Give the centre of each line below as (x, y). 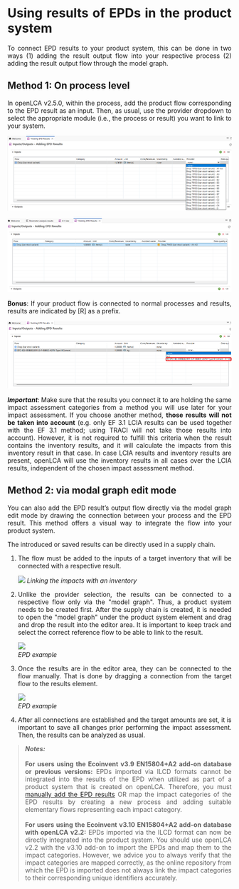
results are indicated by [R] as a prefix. (64, 311)
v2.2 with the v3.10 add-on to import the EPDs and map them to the (128, 847)
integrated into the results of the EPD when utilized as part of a (128, 779)
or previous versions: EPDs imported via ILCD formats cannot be (128, 771)
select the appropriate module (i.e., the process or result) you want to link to (119, 118)
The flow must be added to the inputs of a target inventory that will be (124, 558)
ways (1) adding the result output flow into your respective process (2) (119, 56)
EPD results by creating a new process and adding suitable (128, 802)
